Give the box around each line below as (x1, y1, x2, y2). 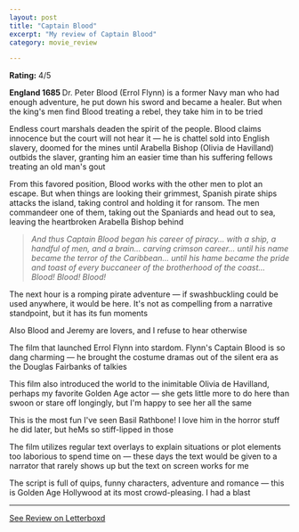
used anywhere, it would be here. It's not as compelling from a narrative (9, 299, 273, 309)
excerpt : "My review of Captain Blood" (9, 29, 158, 38)
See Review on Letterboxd (9, 513, 106, 524)
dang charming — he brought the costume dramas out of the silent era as (9, 352, 279, 363)
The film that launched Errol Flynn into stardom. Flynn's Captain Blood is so (9, 342, 286, 353)
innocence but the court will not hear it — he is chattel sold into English (9, 133, 270, 143)
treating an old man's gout (9, 161, 106, 172)
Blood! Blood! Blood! (30, 272, 107, 282)
